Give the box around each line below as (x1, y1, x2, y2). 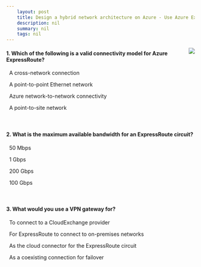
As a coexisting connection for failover (8, 253, 104, 261)
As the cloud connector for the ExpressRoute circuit (8, 242, 137, 249)
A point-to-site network (8, 104, 67, 112)
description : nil (17, 20, 60, 26)
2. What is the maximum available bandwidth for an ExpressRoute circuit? (6, 130, 193, 138)
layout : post (17, 8, 50, 15)
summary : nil (17, 25, 50, 32)
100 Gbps (8, 179, 33, 186)
